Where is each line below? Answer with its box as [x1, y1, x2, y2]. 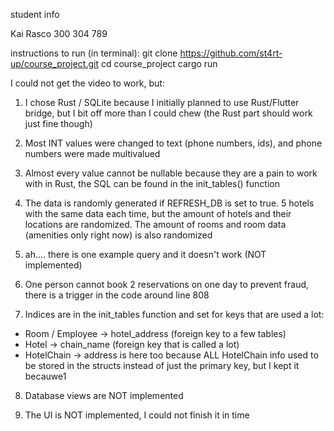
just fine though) [24, 118, 93, 129]
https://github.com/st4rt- [179, 47, 283, 59]
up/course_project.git [10, 58, 99, 69]
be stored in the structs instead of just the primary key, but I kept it [24, 360, 300, 371]
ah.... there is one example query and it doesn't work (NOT [24, 249, 267, 260]
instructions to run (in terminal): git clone [10, 47, 178, 59]
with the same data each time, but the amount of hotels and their [24, 208, 292, 219]
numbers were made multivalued [24, 148, 161, 159]
